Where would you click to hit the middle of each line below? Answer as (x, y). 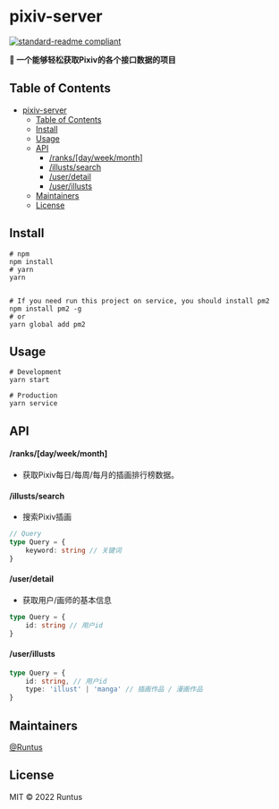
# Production (34, 396)
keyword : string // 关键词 (74, 550)
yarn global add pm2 (48, 324)
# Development (36, 372)
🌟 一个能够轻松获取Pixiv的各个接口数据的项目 (93, 59)
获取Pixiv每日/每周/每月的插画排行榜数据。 (101, 474)
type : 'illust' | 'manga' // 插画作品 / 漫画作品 (114, 690)
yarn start (30, 380)
